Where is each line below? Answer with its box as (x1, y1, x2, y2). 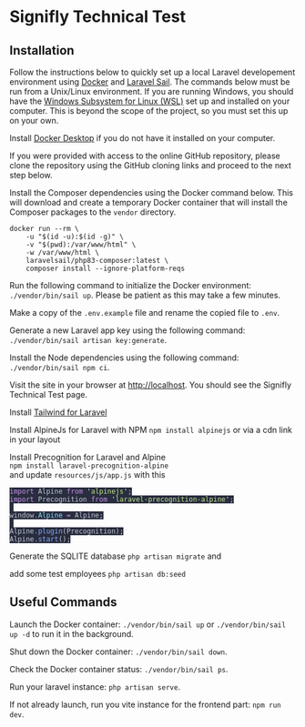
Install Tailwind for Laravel (9, 407, 107, 418)
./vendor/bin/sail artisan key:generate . (9, 335, 168, 345)
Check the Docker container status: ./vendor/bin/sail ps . (9, 663, 229, 674)
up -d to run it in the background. (9, 628, 134, 639)
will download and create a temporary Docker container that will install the (9, 197, 289, 207)
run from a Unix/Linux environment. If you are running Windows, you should (9, 86, 294, 96)
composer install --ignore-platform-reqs (25, 264, 185, 273)
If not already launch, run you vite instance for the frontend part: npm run (9, 699, 282, 710)
